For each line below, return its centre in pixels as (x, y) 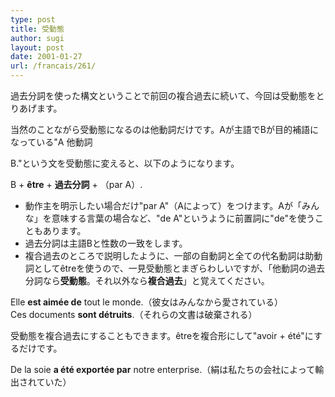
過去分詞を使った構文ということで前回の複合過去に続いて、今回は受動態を (163, 95)
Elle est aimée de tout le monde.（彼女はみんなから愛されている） (147, 302)
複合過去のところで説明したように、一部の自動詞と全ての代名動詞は (165, 255)
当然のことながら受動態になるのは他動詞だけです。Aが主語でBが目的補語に (164, 129)
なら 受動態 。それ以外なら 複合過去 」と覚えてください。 (156, 280)
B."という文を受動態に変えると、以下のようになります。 (125, 163)
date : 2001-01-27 (46, 57)
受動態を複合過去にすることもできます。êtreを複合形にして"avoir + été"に (162, 335)
